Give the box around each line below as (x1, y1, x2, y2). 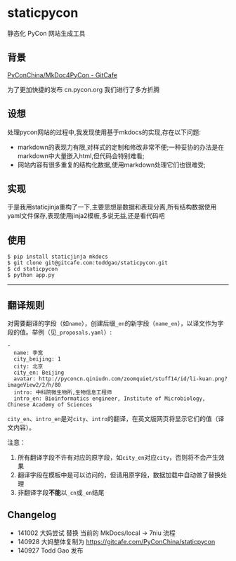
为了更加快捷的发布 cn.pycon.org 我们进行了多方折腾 (7, 85, 160, 93)
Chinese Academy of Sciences (7, 401, 93, 408)
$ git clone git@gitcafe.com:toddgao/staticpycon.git (7, 259, 169, 266)
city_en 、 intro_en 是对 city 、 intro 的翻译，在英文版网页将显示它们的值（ (7, 415, 218, 423)
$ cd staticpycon (7, 266, 58, 273)
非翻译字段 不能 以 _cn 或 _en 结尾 (17, 489, 105, 496)
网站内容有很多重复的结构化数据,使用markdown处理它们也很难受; (17, 160, 206, 169)
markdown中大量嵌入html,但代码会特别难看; (17, 151, 145, 160)
